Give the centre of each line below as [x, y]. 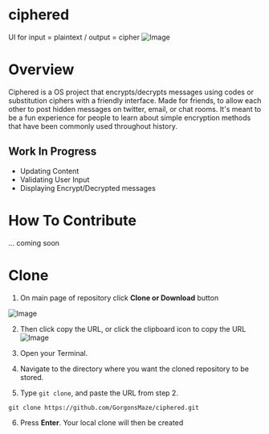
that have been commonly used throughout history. [93, 126]
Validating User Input [55, 180]
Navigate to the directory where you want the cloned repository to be [134, 369]
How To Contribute [72, 220]
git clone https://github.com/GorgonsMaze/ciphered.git [104, 407]
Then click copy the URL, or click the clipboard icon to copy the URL [133, 329]
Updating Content [49, 171]
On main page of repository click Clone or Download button [119, 298]
